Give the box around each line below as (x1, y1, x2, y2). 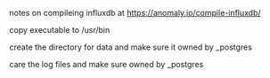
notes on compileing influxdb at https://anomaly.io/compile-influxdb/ (9, 8, 261, 18)
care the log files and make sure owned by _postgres (9, 59, 204, 69)
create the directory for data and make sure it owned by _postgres (9, 42, 252, 52)
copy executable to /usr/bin (9, 25, 110, 35)
